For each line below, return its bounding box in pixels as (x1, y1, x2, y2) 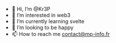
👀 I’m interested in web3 (11, 12, 71, 19)
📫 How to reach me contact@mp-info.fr (11, 31, 110, 37)
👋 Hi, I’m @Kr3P (11, 6, 51, 12)
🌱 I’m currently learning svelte (11, 18, 85, 24)
